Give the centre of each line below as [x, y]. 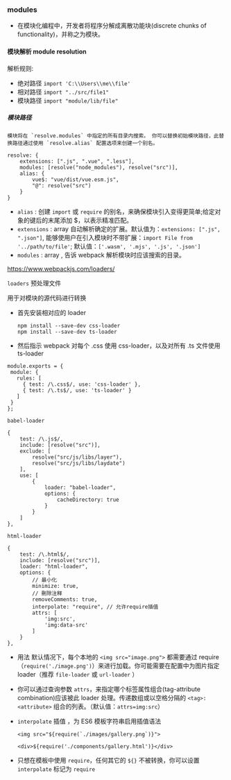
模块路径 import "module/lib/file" [68, 100]
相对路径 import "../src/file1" [63, 92]
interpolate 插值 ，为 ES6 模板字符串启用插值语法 [89, 721]
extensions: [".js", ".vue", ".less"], [77, 162]
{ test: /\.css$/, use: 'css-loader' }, [82, 384]
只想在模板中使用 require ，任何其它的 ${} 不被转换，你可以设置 [108, 761]
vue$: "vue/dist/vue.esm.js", [76, 180]
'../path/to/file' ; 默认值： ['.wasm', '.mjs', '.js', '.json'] [109, 246]
